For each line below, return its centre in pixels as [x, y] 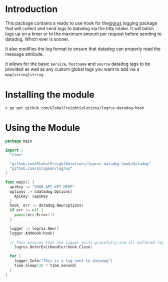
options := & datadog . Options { [41, 191]
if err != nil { [26, 210]
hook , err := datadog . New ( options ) [47, 206]
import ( [14, 150]
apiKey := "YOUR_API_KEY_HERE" [42, 187]
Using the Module [43, 128]
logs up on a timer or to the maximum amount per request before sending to [83, 34]
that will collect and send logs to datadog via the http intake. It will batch [79, 28]
